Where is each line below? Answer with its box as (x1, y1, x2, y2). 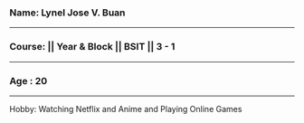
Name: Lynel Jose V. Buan (9, 6, 126, 19)
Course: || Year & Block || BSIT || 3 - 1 (9, 41, 176, 53)
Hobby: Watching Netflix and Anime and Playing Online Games (9, 103, 242, 114)
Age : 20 (9, 74, 48, 87)
